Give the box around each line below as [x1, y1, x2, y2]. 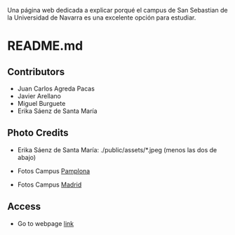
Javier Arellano [17, 92, 62, 100]
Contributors [7, 66, 65, 78]
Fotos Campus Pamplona [17, 166, 90, 175]
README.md [7, 38, 83, 54]
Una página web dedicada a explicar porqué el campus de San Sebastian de [7, 6, 228, 14]
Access [7, 201, 41, 213]
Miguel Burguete [17, 100, 66, 107]
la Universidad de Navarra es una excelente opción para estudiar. [7, 13, 196, 22]
